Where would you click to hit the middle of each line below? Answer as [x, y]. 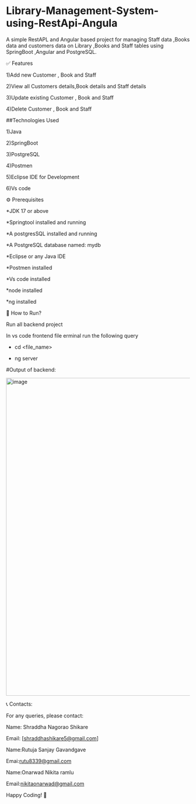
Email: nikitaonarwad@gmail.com [45, 784]
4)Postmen [20, 166]
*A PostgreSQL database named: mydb [53, 245]
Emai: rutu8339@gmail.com [39, 761]
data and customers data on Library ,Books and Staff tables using [85, 46]
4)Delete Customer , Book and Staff [49, 109]
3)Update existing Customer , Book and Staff [60, 97]
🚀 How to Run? [24, 313]
